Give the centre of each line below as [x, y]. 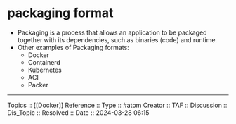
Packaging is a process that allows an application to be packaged [112, 32]
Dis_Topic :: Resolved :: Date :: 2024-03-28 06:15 [78, 112]
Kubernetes [45, 70]
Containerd [44, 62]
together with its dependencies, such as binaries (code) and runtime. [117, 39]
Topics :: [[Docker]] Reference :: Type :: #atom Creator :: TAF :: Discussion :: [117, 105]
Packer [38, 85]
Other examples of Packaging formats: [73, 47]
